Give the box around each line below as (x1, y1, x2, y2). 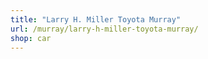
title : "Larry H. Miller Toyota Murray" (10, 14, 182, 25)
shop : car (10, 33, 52, 43)
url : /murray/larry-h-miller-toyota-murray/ (10, 24, 199, 34)
